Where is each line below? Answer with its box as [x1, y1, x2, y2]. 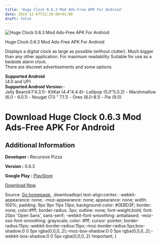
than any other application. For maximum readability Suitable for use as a [5, 54, 152, 60]
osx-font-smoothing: [5, 218, 47, 224]
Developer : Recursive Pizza [5, 154, 62, 160]
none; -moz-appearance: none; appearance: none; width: [31, 197, 147, 203]
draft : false [5, 16, 32, 21]
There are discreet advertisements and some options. [5, 64, 113, 70]
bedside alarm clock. [5, 59, 47, 65]
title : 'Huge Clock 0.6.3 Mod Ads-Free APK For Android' [5, 7, 123, 12]
